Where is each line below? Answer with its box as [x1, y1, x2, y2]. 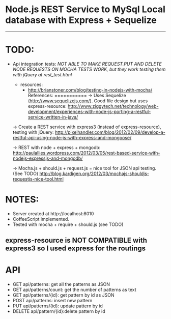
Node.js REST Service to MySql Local [5, 4, 165, 15]
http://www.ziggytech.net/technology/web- [68, 103, 159, 109]
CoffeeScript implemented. [12, 216, 70, 222]
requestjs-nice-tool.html [12, 176, 64, 182]
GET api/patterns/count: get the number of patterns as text [12, 286, 136, 293]
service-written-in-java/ [27, 113, 78, 120]
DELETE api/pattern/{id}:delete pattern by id [12, 308, 105, 314]
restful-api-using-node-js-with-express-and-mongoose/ [12, 134, 132, 140]
